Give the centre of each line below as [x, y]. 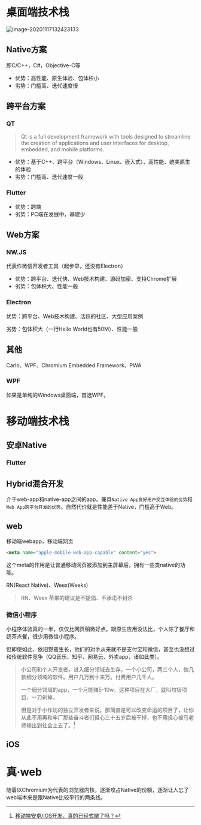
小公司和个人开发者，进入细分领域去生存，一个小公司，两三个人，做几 [107, 670]
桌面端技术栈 [38, 12]
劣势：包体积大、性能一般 [46, 286]
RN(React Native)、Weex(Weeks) [47, 585]
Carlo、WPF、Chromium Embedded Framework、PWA [74, 365]
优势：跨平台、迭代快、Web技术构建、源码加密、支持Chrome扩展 [96, 279]
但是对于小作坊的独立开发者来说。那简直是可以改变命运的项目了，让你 [107, 710]
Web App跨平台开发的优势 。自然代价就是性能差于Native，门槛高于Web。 [92, 507]
